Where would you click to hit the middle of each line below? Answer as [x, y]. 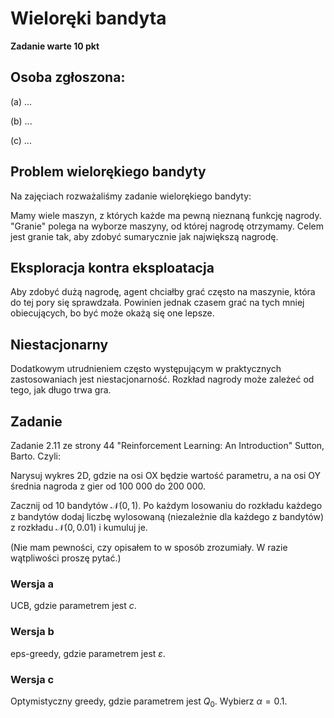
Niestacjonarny [59, 344]
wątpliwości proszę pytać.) [66, 558]
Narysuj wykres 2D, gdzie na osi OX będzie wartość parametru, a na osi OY [166, 475]
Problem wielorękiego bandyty [108, 172]
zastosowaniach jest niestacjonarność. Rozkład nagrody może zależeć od [162, 379]
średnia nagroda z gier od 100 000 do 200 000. [108, 486]
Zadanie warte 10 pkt [55, 46]
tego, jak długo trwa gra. [61, 390]
